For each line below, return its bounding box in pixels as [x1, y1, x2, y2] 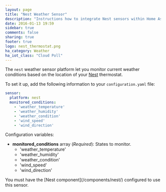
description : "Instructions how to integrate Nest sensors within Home [5, 16, 156, 21]
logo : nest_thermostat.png [5, 44, 61, 49]
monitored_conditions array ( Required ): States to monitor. [12, 141, 131, 147]
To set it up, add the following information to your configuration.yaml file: [5, 81, 155, 87]
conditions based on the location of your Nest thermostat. [5, 72, 123, 78]
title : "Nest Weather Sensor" [5, 12, 68, 17]
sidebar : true [5, 26, 35, 31]
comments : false [5, 30, 39, 35]
